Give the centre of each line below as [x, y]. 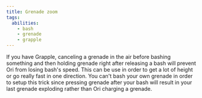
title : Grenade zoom [32, 12]
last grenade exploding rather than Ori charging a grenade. [79, 89]
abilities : [25, 23]
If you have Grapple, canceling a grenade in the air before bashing [88, 57]
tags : [13, 17]
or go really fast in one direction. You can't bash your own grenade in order [99, 76]
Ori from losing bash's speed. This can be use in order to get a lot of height [99, 69]
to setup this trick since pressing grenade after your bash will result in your [99, 82]
